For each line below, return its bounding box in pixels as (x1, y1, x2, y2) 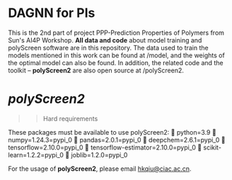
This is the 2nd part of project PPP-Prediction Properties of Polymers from (8, 28, 225, 37)
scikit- (203, 143, 222, 152)
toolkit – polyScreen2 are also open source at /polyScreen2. (8, 66, 185, 74)
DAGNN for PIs (8, 5, 95, 21)
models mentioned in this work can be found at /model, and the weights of (8, 51, 225, 60)
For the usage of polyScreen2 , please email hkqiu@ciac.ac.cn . (8, 164, 192, 173)
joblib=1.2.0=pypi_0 (71, 150, 128, 159)
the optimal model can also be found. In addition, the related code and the (8, 58, 224, 67)
